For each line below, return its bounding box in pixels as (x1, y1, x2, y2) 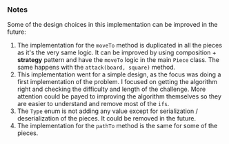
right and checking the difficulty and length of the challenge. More (17, 85, 206, 94)
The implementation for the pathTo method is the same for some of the (17, 122, 218, 130)
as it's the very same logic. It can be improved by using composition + (17, 48, 217, 56)
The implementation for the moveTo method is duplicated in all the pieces (17, 41, 223, 50)
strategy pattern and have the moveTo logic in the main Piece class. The (17, 56, 219, 64)
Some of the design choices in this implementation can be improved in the (7, 21, 218, 29)
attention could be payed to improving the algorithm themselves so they (17, 92, 222, 101)
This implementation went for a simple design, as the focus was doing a (17, 70, 221, 79)
